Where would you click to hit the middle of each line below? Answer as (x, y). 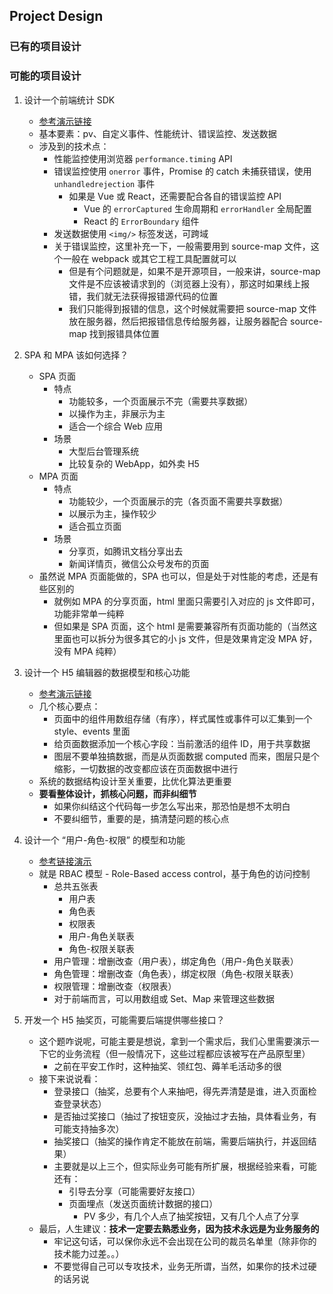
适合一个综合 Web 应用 (115, 426)
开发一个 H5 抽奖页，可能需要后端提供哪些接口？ (124, 1020)
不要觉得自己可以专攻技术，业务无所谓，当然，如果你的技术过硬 (185, 1266)
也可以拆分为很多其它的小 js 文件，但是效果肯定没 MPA (184, 638)
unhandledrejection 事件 (104, 183)
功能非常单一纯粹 (89, 613)
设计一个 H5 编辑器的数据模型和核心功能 (107, 672)
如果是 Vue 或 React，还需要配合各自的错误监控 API (175, 196)
